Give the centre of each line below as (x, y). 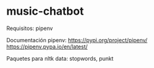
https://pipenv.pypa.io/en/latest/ (47, 47)
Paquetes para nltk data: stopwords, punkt (60, 58)
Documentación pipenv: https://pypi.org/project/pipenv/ (77, 40)
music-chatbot (45, 11)
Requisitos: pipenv (30, 28)
